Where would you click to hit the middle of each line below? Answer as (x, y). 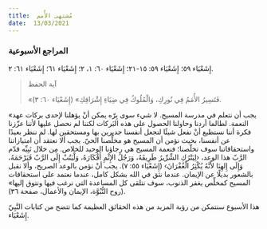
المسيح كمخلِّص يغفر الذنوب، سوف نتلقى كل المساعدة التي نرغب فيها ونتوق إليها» (130, 182)
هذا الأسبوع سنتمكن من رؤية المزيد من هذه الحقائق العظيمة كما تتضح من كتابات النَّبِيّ (134, 206)
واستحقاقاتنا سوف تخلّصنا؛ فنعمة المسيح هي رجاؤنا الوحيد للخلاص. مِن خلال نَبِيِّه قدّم (132, 148)
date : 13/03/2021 (39, 23)
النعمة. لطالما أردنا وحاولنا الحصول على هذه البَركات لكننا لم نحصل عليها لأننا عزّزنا (128, 123)
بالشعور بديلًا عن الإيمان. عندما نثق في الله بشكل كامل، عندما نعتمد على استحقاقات (131, 174)
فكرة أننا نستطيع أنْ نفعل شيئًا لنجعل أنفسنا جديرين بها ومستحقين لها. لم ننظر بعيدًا (130, 132)
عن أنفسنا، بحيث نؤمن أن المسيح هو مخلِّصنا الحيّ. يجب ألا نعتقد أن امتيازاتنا (120, 140)
